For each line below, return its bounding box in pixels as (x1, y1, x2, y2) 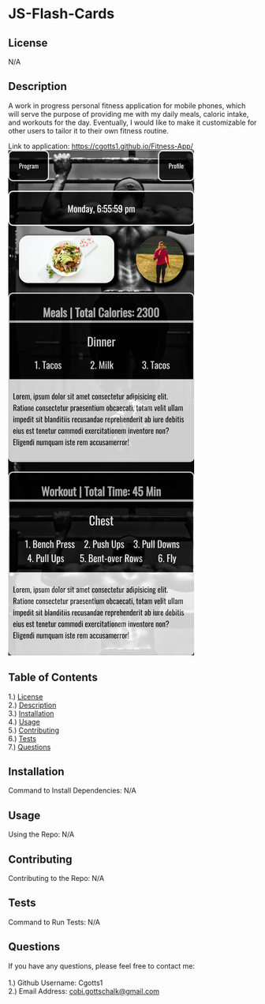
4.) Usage (8, 717, 41, 726)
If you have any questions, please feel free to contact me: (8, 961, 196, 971)
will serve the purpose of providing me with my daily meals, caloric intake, (8, 109, 249, 118)
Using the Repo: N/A (8, 830, 75, 839)
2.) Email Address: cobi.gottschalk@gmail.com (8, 986, 160, 995)
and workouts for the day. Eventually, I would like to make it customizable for (8, 118, 257, 127)
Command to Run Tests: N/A (8, 917, 101, 927)
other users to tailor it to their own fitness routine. (8, 126, 170, 135)
